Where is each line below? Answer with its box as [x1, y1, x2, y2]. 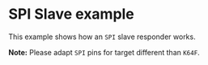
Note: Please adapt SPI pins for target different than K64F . [8, 47, 200, 57]
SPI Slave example [8, 5, 135, 24]
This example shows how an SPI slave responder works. [8, 32, 196, 41]
